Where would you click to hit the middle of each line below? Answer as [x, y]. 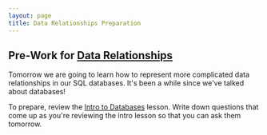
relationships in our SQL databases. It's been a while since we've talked [126, 83]
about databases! [37, 92]
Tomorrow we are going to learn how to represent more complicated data [129, 75]
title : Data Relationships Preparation [75, 23]
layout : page [30, 16]
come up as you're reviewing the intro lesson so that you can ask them [125, 116]
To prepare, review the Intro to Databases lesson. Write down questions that [133, 107]
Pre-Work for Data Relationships [91, 56]
